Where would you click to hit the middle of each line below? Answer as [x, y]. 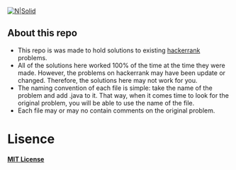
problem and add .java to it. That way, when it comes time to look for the [123, 95]
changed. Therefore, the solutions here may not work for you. [107, 80]
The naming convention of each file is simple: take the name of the [115, 88]
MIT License [26, 159]
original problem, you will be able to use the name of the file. [106, 103]
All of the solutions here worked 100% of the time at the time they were [121, 65]
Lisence [31, 139]
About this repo [43, 33]
